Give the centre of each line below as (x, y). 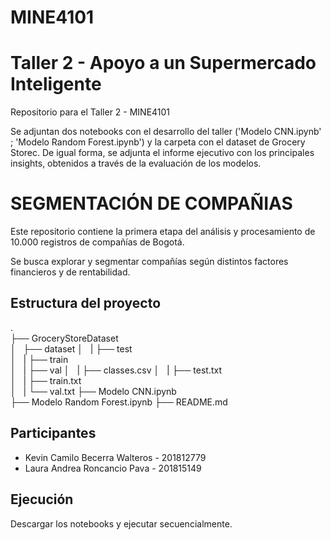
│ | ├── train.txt (46, 380)
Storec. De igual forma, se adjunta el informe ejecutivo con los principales (162, 153)
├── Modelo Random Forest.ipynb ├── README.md (119, 402)
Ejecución (42, 499)
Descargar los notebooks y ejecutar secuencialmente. (121, 523)
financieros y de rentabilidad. (70, 272)
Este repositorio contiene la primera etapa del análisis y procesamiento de (163, 232)
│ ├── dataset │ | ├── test (71, 348)
